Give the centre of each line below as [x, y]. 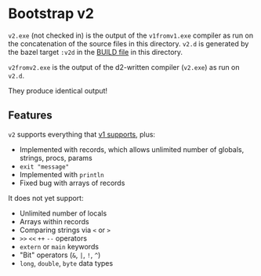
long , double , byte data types [66, 263]
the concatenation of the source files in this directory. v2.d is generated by [129, 43]
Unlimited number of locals [63, 213]
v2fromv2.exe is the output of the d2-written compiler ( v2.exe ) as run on [124, 67]
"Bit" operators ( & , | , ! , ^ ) [60, 255]
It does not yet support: [46, 198]
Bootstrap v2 [51, 14]
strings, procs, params [56, 158]
